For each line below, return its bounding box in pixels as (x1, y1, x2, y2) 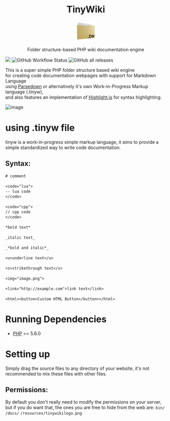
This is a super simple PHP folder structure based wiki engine (5, 67, 135, 73)
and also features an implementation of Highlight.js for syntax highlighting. (5, 94, 162, 100)
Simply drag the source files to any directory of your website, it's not (5, 365, 150, 371)
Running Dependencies (5, 313, 107, 325)
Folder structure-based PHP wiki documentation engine (27, 46, 144, 52)
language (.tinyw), (5, 89, 43, 95)
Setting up (5, 348, 50, 360)
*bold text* (5, 224, 31, 230)
